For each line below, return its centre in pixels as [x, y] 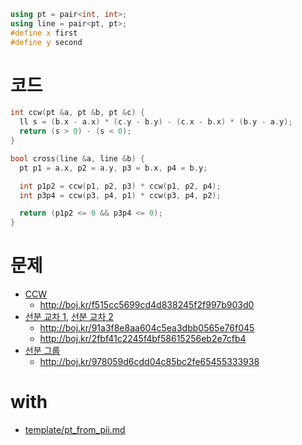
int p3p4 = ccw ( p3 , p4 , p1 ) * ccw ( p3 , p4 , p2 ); [120, 195]
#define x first [44, 33]
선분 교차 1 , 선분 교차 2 [69, 317]
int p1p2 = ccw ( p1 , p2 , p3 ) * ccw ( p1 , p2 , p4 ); [120, 186]
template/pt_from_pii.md [75, 430]
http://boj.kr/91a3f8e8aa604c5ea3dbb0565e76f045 [147, 328]
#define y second [46, 42]
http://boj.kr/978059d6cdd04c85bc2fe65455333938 [149, 362]
